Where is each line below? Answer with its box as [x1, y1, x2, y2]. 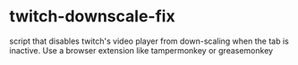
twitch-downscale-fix [9, 6, 176, 27]
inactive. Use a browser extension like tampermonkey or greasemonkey [9, 45, 274, 55]
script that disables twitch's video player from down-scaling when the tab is [9, 36, 289, 46]
